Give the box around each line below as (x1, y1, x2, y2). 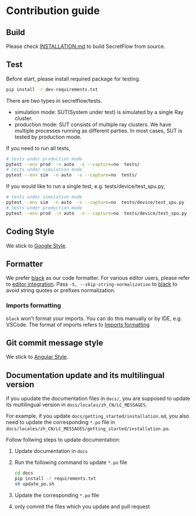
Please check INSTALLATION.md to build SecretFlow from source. (6, 43, 166, 50)
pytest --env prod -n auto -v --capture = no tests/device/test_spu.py (6, 210, 187, 216)
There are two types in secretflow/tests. (6, 97, 102, 104)
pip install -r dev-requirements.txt (6, 86, 98, 92)
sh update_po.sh (14, 481, 54, 487)
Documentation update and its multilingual (6, 370, 165, 380)
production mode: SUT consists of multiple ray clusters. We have (14, 121, 171, 128)
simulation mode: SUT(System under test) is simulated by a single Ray (14, 108, 184, 115)
